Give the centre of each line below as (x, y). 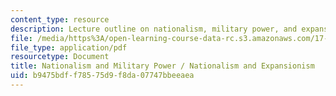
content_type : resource (60, 19)
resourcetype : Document (60, 57)
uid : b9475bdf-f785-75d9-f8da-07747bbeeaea (102, 76)
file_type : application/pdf (69, 47)
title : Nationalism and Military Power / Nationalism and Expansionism (162, 66)
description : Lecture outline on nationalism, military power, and (154, 29)
